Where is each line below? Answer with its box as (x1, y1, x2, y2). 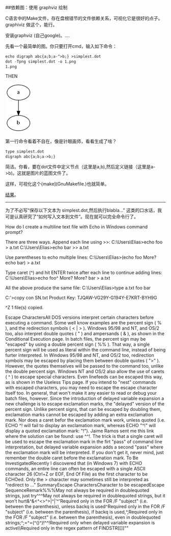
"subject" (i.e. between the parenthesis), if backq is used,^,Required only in (5, 509, 163, 515)
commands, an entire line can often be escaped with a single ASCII (5, 466, 146, 471)
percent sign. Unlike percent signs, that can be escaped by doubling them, (5, 406, 162, 412)
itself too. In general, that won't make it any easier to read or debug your (5, 390, 157, 396)
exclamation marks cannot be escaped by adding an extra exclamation (5, 411, 154, 418)
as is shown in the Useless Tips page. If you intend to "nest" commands (5, 379, 156, 385)
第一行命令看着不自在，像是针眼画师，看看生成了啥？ (5, 138, 117, 144)
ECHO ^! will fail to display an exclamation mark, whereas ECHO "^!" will (5, 423, 156, 428)
